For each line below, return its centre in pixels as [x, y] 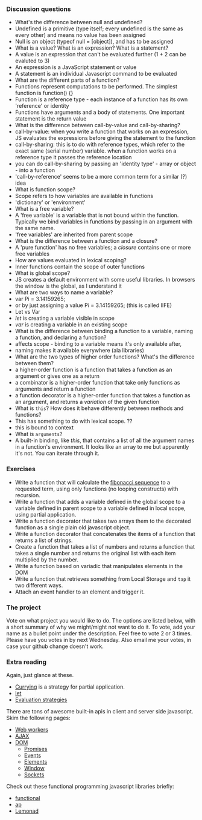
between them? [34, 363]
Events [32, 755]
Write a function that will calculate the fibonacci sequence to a [93, 482]
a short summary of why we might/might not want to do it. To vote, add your [101, 627]
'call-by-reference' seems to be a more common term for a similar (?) [101, 177]
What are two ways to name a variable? [64, 293]
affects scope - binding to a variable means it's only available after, [98, 344]
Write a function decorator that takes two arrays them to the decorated [103, 521]
